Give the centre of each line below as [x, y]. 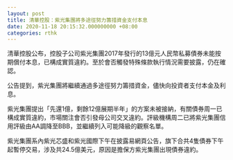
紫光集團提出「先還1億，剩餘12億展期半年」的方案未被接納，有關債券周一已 [115, 109]
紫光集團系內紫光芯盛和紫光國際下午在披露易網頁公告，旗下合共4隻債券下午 [115, 141]
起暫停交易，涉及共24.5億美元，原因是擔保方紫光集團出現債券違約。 [105, 150]
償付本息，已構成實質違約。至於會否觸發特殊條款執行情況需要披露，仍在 [116, 62]
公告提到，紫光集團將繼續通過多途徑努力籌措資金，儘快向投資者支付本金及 [113, 86]
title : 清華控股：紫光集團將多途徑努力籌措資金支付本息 [77, 20]
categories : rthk [32, 33]
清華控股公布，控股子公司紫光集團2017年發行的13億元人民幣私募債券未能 [111, 53]
